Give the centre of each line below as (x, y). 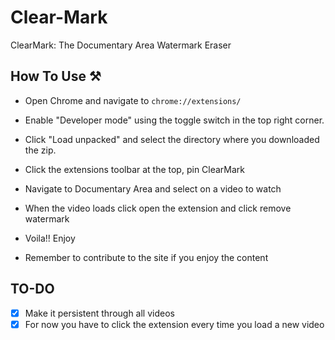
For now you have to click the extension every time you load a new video (174, 324)
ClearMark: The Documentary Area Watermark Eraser (121, 45)
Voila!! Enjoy (50, 238)
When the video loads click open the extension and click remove (158, 208)
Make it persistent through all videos (99, 313)
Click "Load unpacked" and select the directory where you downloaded (172, 139)
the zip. (40, 150)
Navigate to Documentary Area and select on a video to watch (153, 188)
